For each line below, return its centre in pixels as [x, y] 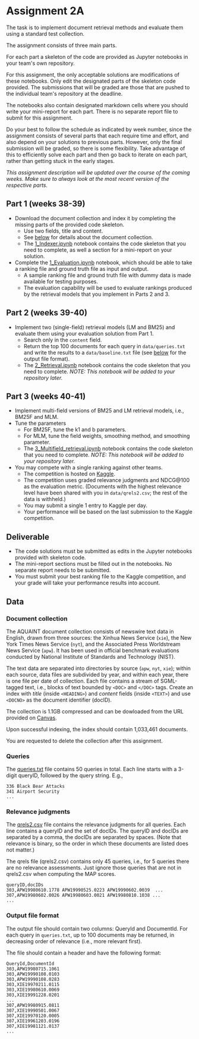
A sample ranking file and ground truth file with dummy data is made [107, 275]
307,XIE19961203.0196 [33, 1021]
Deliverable [28, 537]
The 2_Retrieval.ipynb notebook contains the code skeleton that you [107, 365]
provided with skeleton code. [50, 558]
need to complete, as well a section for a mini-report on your [98, 250]
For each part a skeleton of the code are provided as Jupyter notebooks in [97, 57]
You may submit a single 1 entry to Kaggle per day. [85, 506]
